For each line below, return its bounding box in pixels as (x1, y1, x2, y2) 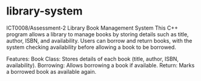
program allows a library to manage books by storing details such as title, (6, 30, 189, 37)
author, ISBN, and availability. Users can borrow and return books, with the (6, 37, 193, 44)
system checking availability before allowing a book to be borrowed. (6, 44, 177, 51)
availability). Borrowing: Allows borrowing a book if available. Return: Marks (6, 62, 195, 69)
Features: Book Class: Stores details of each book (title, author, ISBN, (6, 55, 179, 62)
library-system (6, 4, 83, 18)
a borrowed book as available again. (6, 68, 97, 75)
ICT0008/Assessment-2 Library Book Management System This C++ (6, 24, 179, 31)
